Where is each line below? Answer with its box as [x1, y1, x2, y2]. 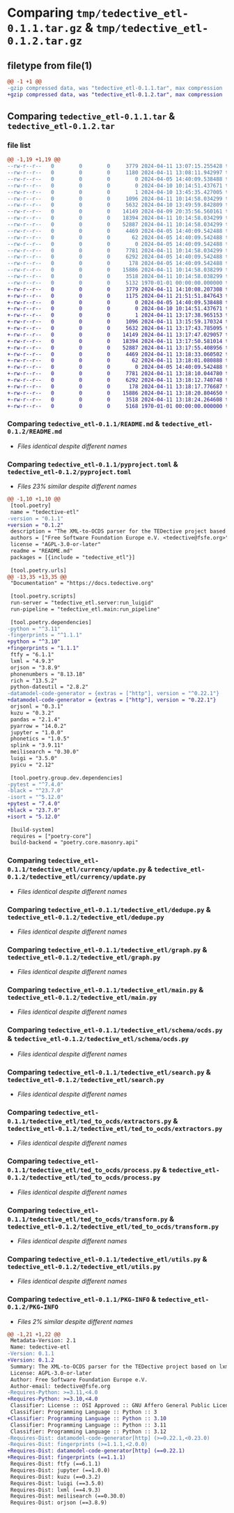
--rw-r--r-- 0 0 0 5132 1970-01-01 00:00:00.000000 [7, 279, 223, 287]
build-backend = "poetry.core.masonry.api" [10, 839, 139, 846]
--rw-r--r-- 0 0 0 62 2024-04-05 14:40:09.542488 [7, 234, 223, 241]
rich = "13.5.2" [10, 677, 58, 684]
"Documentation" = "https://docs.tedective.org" [10, 580, 155, 587]
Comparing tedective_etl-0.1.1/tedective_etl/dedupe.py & [7, 904, 211, 914]
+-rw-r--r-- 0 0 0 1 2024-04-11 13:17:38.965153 [7, 312, 223, 319]
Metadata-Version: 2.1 [10, 1337, 77, 1344]
